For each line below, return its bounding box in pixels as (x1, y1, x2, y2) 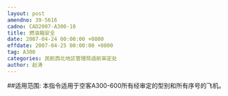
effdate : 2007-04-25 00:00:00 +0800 (7, 42, 113, 49)
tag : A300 (7, 49, 36, 56)
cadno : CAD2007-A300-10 (7, 23, 76, 30)
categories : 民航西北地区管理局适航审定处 (7, 55, 117, 62)
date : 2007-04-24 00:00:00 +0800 (7, 36, 104, 43)
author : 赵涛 (7, 61, 43, 68)
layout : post (7, 10, 45, 17)
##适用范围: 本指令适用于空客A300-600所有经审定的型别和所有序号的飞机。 (7, 81, 225, 90)
